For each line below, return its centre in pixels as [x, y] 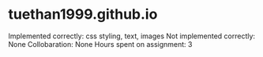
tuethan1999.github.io [83, 14]
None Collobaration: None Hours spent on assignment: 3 [100, 44]
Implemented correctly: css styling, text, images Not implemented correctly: [131, 36]
